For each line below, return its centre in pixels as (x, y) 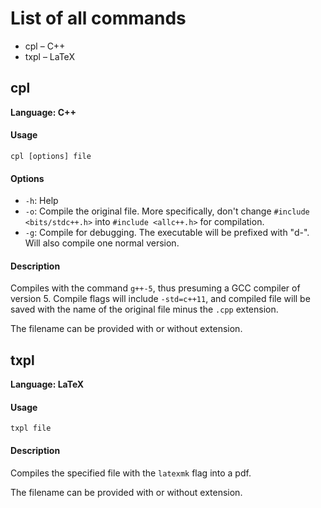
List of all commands (98, 18)
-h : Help (41, 201)
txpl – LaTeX (49, 56)
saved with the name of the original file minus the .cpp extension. (144, 309)
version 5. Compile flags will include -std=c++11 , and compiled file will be (160, 299)
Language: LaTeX (47, 384)
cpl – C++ (45, 46)
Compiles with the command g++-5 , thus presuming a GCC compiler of (155, 288)
